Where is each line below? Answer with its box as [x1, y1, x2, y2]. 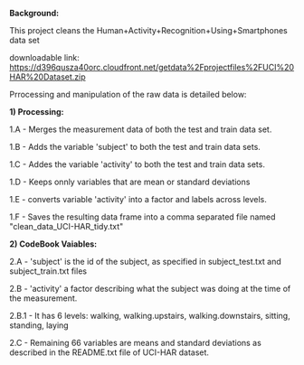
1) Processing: [9, 107, 64, 117]
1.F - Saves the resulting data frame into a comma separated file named [9, 211, 276, 222]
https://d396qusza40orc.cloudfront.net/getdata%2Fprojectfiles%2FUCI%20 [9, 62, 295, 72]
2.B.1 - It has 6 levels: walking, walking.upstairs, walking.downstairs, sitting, [9, 311, 291, 321]
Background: [9, 8, 60, 18]
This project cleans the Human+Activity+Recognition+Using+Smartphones [9, 25, 288, 35]
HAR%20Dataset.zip [9, 71, 86, 82]
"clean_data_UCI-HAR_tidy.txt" [9, 221, 124, 231]
